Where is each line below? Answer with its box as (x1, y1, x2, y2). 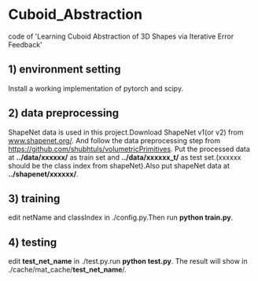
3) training (8, 191, 61, 205)
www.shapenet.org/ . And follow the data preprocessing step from (8, 135, 221, 145)
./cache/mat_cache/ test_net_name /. (8, 265, 127, 275)
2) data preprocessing (8, 106, 120, 120)
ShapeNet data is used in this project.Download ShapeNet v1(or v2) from (8, 128, 244, 137)
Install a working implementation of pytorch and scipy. (8, 83, 183, 93)
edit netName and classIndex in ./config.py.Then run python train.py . (8, 213, 234, 222)
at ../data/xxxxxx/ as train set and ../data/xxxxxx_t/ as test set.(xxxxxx (8, 152, 241, 162)
